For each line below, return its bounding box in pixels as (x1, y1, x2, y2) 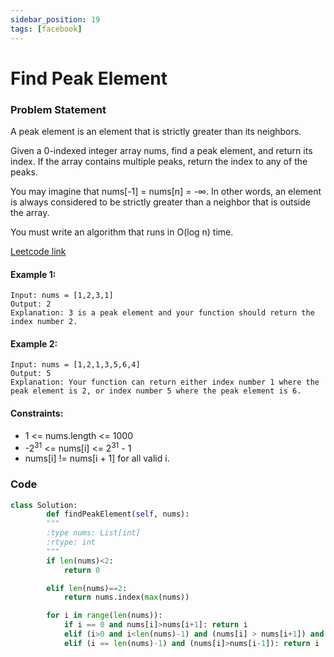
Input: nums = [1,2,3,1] (10, 291, 114, 301)
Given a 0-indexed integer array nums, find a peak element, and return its (10, 144, 313, 156)
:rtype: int (46, 537, 97, 548)
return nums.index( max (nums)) (63, 592, 190, 603)
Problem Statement (10, 102, 107, 116)
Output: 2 (10, 299, 52, 310)
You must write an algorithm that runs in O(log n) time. (10, 226, 234, 238)
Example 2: (10, 337, 58, 350)
